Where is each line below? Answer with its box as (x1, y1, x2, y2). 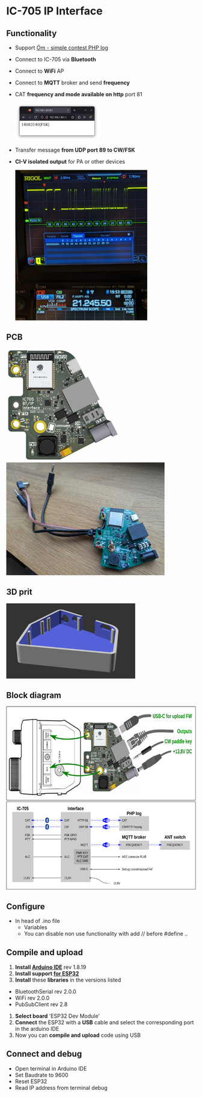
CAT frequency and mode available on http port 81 (14, 91, 142, 97)
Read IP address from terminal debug (14, 1084, 108, 1091)
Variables (23, 924, 47, 931)
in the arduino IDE (14, 1025, 60, 1032)
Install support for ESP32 (14, 969, 79, 977)
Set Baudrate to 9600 (14, 1071, 69, 1078)
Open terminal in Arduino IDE (14, 1065, 87, 1072)
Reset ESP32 (14, 1078, 47, 1085)
